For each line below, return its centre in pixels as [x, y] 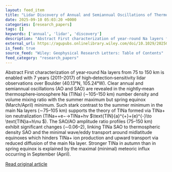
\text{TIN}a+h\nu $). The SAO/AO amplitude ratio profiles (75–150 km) [79, 122]
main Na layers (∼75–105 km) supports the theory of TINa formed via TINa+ [85, 110]
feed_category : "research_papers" [42, 58]
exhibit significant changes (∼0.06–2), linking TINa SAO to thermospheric [83, 127]
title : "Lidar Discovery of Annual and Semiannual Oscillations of [79, 15]
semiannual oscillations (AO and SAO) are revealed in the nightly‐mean [80, 89]
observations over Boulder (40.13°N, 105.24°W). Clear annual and [74, 83]
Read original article [26, 164]
